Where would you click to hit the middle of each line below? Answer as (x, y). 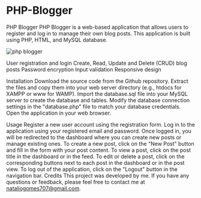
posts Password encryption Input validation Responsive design (84, 69)
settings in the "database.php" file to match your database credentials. (94, 106)
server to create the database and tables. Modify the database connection (98, 100)
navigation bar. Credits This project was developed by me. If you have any (98, 175)
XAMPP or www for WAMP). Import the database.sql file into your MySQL (97, 94)
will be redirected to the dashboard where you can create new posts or (94, 137)
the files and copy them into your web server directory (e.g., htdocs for (94, 87)
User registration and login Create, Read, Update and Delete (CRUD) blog (97, 63)
